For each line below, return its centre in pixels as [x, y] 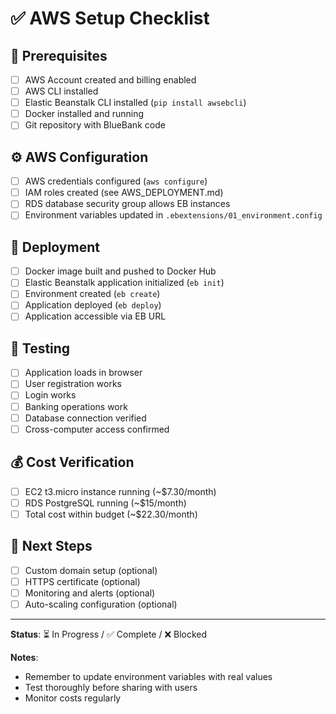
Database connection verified [85, 418]
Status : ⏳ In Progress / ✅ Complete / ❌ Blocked [109, 634]
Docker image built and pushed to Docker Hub [120, 271]
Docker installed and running [84, 114]
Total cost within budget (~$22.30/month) [111, 514]
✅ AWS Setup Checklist [110, 18]
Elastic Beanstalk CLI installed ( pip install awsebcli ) [135, 103]
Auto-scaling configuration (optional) [101, 604]
